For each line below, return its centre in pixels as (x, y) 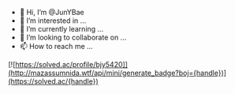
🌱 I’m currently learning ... (62, 29)
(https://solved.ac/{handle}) (53, 81)
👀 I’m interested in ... (53, 21)
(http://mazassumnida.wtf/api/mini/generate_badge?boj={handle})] (117, 73)
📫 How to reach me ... (56, 46)
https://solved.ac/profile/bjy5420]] (72, 64)
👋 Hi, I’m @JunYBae (52, 12)
